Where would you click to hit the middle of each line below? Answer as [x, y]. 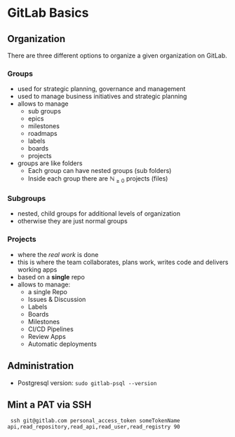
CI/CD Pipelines [51, 329]
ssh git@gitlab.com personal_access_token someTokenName [95, 421]
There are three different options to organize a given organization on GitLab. [117, 55]
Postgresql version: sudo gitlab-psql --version [87, 382]
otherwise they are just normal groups [72, 221]
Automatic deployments [62, 344]
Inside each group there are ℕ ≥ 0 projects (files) [98, 180]
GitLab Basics [48, 13]
